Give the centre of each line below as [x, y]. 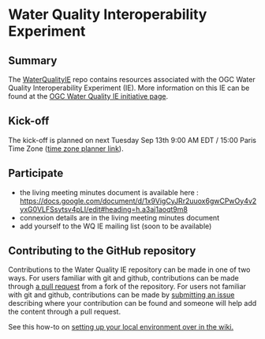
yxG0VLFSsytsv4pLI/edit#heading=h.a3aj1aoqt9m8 [103, 209]
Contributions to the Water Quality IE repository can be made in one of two [129, 269]
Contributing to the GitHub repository [102, 251]
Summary [33, 60]
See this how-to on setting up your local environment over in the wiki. [121, 327]
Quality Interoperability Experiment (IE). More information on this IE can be [129, 88]
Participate [36, 173]
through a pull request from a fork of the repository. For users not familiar [127, 287]
